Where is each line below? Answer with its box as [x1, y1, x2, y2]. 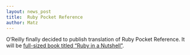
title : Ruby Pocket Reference [6, 14, 83, 20]
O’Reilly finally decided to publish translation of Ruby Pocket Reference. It [6, 36, 185, 43]
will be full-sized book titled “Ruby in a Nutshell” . [6, 42, 125, 49]
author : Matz [6, 20, 38, 25]
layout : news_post [6, 8, 51, 15]
